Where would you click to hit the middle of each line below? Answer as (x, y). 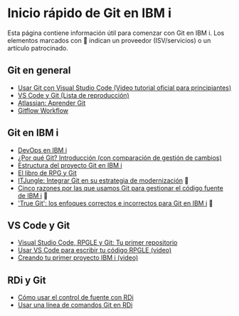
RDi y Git (27, 280)
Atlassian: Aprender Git (52, 103)
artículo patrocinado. (38, 48)
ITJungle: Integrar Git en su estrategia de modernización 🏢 (103, 180)
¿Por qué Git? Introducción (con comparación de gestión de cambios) (119, 158)
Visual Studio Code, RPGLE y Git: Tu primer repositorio (97, 243)
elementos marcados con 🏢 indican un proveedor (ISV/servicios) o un (109, 40)
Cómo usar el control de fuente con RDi (75, 297)
